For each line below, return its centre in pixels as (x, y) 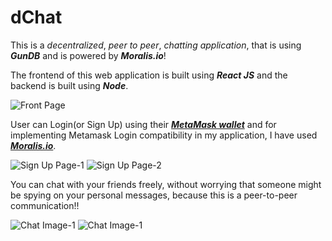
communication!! (45, 205)
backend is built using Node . (69, 85)
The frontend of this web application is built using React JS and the (149, 75)
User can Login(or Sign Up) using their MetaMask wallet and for (143, 124)
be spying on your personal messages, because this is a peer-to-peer (154, 195)
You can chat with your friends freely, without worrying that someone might (166, 184)
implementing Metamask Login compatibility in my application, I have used (164, 135)
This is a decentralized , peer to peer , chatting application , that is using (156, 45)
